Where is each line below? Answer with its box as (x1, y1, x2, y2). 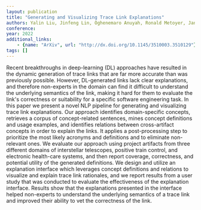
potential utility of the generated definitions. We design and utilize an (6, 159, 176, 166)
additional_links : (6, 36, 52, 42)
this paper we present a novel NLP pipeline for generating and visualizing (6, 102, 187, 109)
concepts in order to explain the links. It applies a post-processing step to (6, 127, 188, 134)
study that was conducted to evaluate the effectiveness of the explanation (6, 178, 189, 185)
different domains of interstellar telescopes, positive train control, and (6, 146, 178, 153)
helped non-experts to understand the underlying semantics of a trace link (6, 190, 190, 197)
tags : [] (6, 48, 28, 54)
